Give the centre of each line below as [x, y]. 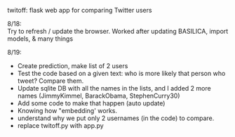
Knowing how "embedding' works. [67, 111]
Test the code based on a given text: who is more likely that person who [121, 73]
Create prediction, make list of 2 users [73, 66]
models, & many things [40, 39]
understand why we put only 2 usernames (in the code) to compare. [116, 118]
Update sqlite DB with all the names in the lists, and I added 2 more [114, 88]
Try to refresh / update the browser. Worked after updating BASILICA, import [118, 31]
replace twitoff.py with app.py [60, 125]
